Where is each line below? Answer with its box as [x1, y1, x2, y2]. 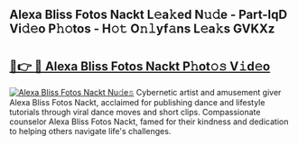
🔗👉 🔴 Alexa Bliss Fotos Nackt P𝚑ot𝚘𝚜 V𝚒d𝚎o [9, 59, 271, 74]
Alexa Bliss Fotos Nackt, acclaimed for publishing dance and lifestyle [9, 97, 265, 107]
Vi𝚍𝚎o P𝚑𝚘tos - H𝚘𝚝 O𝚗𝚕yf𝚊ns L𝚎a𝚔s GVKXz [9, 22, 275, 37]
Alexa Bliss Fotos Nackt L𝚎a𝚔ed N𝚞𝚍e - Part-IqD [9, 7, 287, 23]
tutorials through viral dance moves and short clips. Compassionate [9, 107, 261, 117]
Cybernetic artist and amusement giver [135, 87, 282, 97]
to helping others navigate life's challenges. [9, 126, 172, 136]
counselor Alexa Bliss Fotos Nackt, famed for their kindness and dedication [9, 116, 289, 127]
